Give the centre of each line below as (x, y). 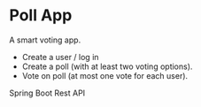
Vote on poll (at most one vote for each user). (105, 75)
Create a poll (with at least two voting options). (107, 66)
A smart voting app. (45, 40)
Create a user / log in (60, 57)
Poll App (41, 15)
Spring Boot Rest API (47, 93)
